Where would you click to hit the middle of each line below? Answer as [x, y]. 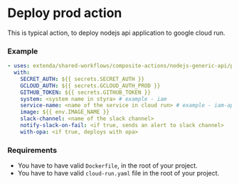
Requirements [32, 150]
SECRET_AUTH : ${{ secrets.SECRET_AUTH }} [82, 79]
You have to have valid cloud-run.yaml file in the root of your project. [118, 173]
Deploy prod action [65, 13]
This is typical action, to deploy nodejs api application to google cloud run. [116, 33]
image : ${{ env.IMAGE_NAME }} [65, 112]
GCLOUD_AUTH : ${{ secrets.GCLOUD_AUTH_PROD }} [90, 86]
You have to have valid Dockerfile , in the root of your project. [107, 166]
